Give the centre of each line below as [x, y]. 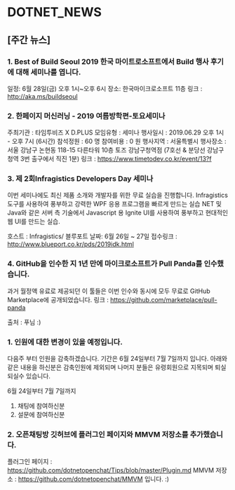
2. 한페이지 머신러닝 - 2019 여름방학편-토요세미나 [86, 116]
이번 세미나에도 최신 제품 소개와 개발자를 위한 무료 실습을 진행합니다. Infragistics [117, 195]
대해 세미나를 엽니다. [48, 72]
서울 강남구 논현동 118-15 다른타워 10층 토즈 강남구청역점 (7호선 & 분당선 [106, 150]
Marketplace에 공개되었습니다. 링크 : [58, 299]
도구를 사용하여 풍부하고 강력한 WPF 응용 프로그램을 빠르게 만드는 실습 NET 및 [115, 204]
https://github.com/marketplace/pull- [163, 299]
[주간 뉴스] [29, 40]
